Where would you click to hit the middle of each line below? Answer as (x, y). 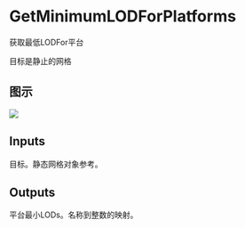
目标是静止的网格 (40, 61)
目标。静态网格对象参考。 (56, 164)
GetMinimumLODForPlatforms (123, 16)
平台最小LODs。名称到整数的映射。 (74, 215)
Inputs (28, 141)
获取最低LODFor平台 (47, 42)
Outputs (32, 192)
